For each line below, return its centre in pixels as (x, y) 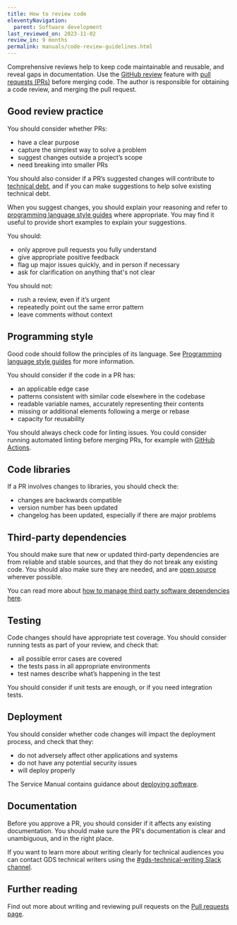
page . (16, 914)
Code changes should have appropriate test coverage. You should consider (117, 637)
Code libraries (39, 470)
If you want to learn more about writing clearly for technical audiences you (116, 852)
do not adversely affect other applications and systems (98, 755)
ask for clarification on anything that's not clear (86, 272)
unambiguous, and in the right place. (61, 838)
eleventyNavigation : (38, 20)
